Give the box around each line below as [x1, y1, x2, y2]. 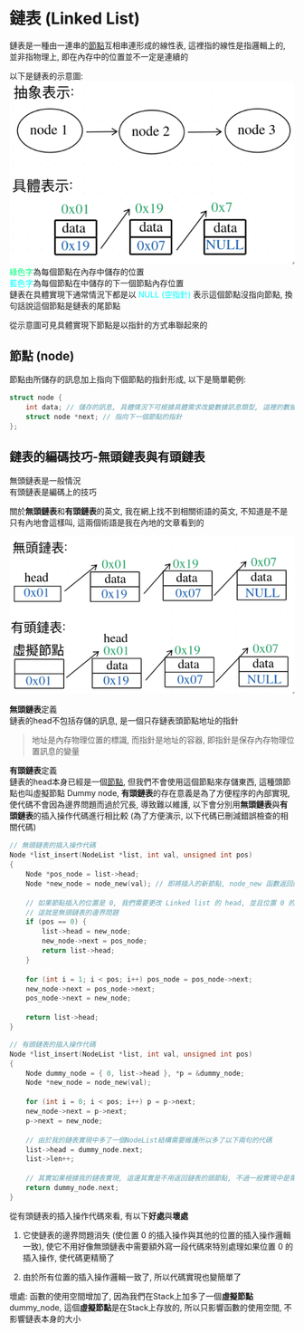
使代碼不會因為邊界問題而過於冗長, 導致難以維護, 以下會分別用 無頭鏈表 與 [9, 799, 280, 810]
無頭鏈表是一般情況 [9, 475, 81, 485]
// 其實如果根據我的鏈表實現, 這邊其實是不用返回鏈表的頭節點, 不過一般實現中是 [25, 1174, 290, 1183]
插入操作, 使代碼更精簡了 [22, 1251, 115, 1263]
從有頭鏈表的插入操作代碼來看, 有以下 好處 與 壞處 [9, 1210, 188, 1221]
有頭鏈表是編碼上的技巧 [9, 486, 97, 497]
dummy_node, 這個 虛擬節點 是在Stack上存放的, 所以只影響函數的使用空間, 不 [9, 1301, 292, 1313]
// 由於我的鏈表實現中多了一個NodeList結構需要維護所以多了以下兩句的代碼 [25, 1136, 273, 1145]
